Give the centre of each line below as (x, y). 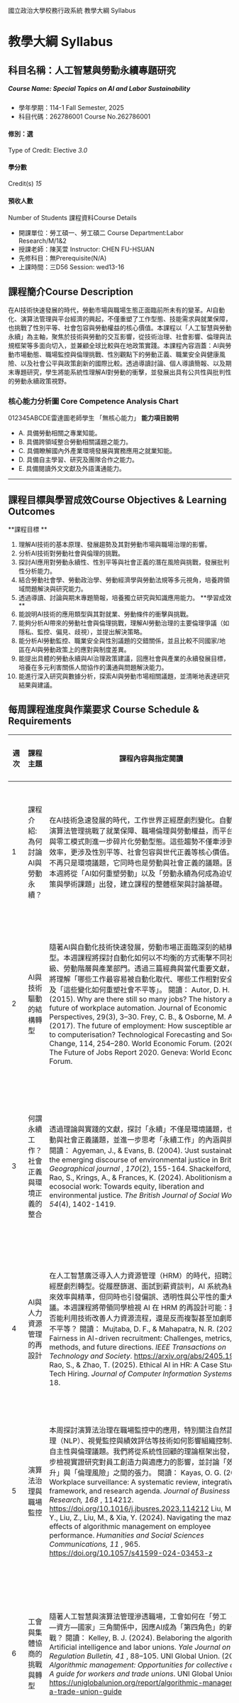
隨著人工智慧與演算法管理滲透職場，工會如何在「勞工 (138, 1616)
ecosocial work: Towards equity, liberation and (127, 1186)
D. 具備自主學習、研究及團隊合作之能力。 (78, 459)
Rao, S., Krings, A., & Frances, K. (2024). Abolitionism (138, 1177)
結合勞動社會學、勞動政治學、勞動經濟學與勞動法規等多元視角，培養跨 (121, 580)
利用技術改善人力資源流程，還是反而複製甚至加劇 (145, 1318)
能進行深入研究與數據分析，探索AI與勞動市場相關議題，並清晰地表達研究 (124, 676)
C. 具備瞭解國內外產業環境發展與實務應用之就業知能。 (97, 451)
